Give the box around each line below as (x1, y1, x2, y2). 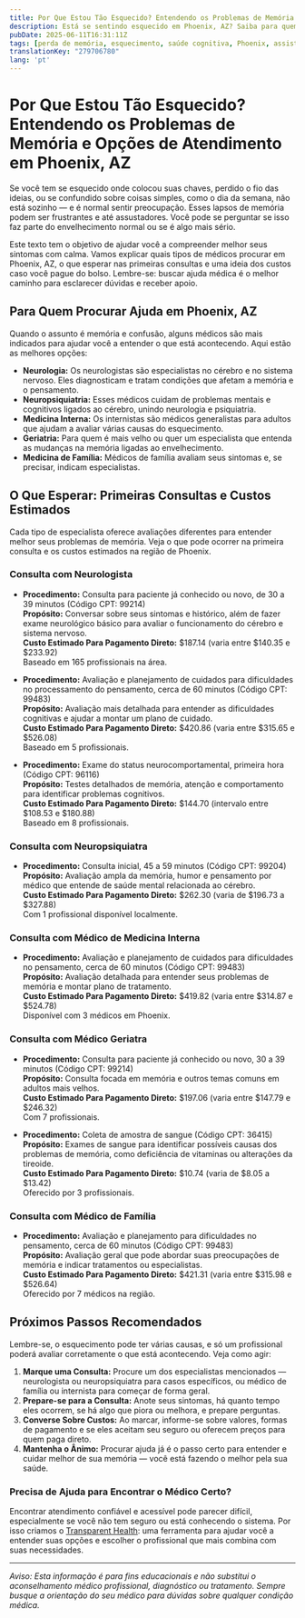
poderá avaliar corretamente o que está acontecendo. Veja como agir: (9, 1348, 271, 1359)
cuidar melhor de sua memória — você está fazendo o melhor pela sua (22, 1453, 288, 1463)
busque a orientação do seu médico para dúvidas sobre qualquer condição (9, 1590, 294, 1601)
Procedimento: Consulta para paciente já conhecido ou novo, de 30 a (22, 588, 285, 600)
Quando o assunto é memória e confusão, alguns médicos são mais (9, 328, 263, 339)
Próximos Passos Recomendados (9, 1314, 202, 1330)
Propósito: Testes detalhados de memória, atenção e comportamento (22, 778, 284, 789)
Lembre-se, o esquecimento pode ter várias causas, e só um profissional (9, 1338, 283, 1350)
